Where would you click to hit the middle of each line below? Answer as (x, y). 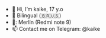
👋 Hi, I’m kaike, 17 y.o (37, 9)
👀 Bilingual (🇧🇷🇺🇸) (36, 15)
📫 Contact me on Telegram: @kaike (56, 29)
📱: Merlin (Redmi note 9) (41, 22)
